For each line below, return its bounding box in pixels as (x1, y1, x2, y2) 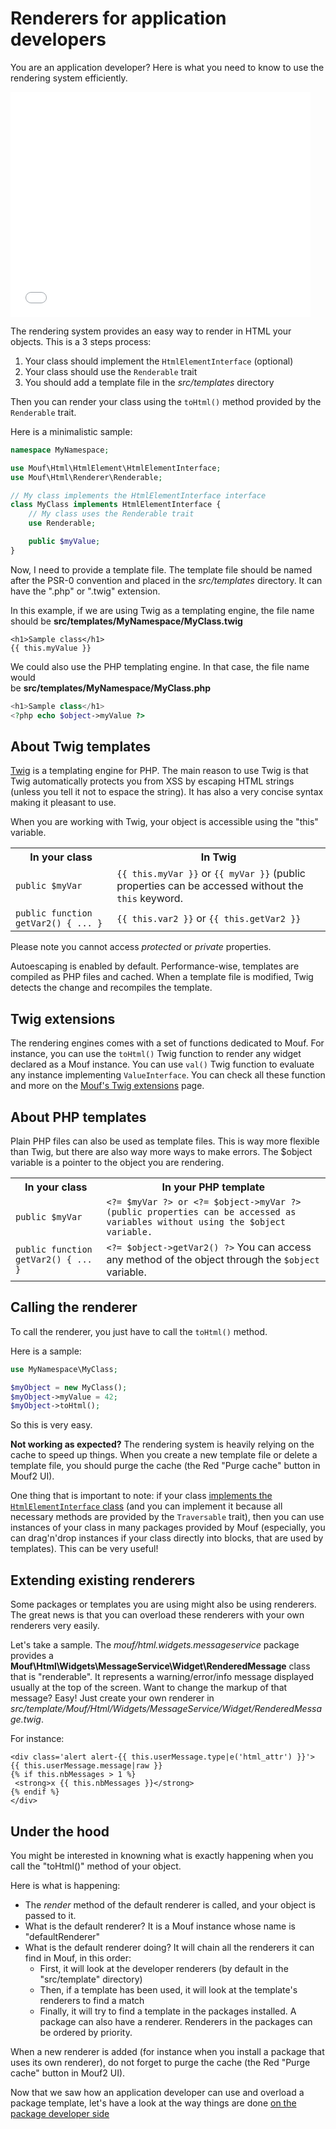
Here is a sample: (10, 1345, 82, 1357)
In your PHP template (161, 1180, 265, 1194)
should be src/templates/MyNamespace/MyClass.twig (10, 615, 243, 627)
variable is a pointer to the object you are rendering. (10, 1157, 225, 1168)
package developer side (10, 2107, 110, 2119)
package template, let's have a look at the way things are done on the (10, 2097, 297, 2109)
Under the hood (10, 1823, 110, 1840)
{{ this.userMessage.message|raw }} (10, 1761, 163, 1771)
